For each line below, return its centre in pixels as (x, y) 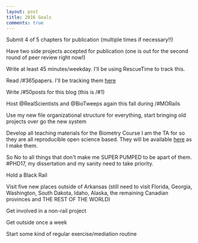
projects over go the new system (46, 121)
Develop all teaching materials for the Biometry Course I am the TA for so (96, 133)
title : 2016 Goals (29, 17)
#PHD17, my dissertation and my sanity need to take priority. (80, 164)
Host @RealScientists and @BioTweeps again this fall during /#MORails (93, 104)
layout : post (22, 12)
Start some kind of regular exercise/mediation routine (71, 234)
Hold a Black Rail (27, 175)
